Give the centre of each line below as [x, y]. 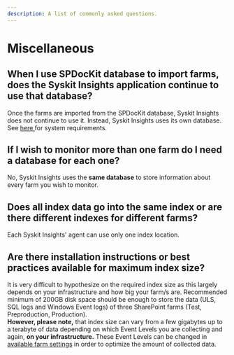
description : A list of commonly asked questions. [82, 14]
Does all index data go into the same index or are [115, 207]
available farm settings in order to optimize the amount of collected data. [112, 344]
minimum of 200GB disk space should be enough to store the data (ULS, [112, 300]
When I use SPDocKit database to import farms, [113, 74]
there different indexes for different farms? [103, 218]
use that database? [50, 96]
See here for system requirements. [57, 127]
